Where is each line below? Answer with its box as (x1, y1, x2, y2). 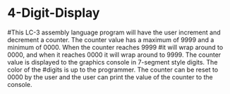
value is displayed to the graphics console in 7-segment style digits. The (7, 58, 218, 66)
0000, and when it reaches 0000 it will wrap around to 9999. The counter (7, 51, 222, 59)
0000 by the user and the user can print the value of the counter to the (7, 72, 213, 81)
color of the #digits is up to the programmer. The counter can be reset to (7, 65, 219, 74)
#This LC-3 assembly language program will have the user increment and (7, 28, 221, 36)
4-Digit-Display (7, 5, 100, 21)
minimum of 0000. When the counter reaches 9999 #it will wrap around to (7, 43, 224, 51)
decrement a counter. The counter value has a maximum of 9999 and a (7, 35, 214, 43)
